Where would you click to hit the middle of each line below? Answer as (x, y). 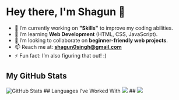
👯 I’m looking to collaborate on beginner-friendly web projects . (91, 40)
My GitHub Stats (36, 76)
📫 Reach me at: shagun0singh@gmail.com (68, 47)
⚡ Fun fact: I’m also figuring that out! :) (60, 55)
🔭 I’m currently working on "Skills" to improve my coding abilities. (94, 28)
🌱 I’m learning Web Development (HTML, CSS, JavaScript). (86, 34)
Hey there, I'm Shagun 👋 (66, 12)
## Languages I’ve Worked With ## (89, 91)
